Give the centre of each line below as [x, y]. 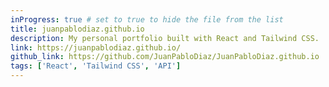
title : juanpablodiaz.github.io [77, 29]
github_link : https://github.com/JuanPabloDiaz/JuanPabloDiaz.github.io [165, 57]
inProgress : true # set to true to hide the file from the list [147, 19]
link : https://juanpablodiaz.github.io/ [96, 47]
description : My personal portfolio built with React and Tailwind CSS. [165, 38]
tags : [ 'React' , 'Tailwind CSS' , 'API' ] [96, 66]
